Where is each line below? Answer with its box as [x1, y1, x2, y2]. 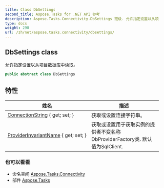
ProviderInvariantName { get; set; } [7, 132, 87, 138]
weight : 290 [5, 26, 29, 30]
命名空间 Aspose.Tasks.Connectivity [12, 171, 85, 177]
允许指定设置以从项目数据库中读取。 [5, 62, 78, 68]
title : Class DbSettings [5, 7, 56, 12]
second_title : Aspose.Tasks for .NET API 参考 [5, 12, 100, 17]
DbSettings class [5, 48, 58, 56]
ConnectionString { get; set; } [7, 111, 74, 118]
